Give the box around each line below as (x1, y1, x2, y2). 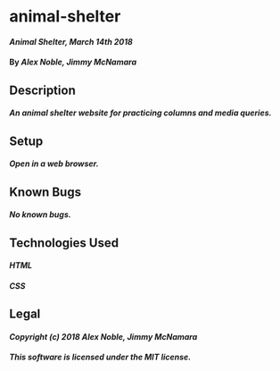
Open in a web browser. (9, 158, 100, 169)
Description (9, 82, 76, 97)
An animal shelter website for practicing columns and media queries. (9, 107, 272, 118)
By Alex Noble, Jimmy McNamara (9, 56, 137, 68)
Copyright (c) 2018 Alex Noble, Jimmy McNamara (9, 331, 198, 341)
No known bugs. (9, 209, 71, 220)
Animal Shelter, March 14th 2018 (9, 36, 134, 46)
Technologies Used (9, 235, 119, 250)
